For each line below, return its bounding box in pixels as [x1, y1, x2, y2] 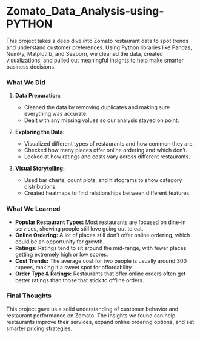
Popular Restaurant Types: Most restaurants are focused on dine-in [15, 218, 186, 226]
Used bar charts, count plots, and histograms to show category [24, 177, 182, 184]
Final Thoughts [6, 291, 52, 300]
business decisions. [6, 63, 56, 70]
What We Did [6, 78, 45, 86]
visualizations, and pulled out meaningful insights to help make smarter [6, 56, 184, 64]
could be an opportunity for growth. [15, 238, 105, 245]
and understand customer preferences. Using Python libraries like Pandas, [6, 44, 193, 51]
